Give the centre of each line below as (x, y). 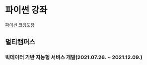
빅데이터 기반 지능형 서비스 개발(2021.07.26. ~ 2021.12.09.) (74, 58)
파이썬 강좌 (26, 10)
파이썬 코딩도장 (20, 25)
